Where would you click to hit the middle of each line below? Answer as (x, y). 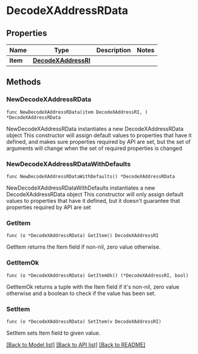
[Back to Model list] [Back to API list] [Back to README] (76, 344)
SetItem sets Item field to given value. (53, 333)
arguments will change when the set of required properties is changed (94, 148)
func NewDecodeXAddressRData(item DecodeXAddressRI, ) (77, 112)
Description (114, 50)
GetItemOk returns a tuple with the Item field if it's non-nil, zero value (93, 286)
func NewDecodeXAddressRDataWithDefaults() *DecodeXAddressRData (90, 176)
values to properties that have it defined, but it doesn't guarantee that (93, 200)
